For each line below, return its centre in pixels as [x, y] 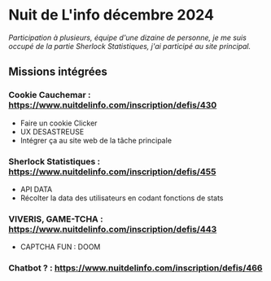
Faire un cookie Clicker [59, 123]
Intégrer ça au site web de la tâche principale [96, 140]
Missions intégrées [58, 72]
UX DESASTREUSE [52, 131]
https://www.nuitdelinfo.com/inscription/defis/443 [113, 229]
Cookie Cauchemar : [50, 95]
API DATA [36, 189]
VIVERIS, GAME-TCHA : [56, 219]
